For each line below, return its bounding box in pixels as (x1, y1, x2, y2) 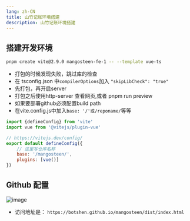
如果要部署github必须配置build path (14, 100, 101, 107)
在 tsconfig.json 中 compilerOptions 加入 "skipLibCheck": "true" (14, 78, 169, 85)
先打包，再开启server (14, 85, 66, 92)
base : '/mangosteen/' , (16, 151, 72, 157)
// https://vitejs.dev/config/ (6, 135, 83, 141)
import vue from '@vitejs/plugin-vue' (6, 124, 101, 130)
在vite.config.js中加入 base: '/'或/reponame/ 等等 (14, 107, 132, 114)
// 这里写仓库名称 (16, 146, 56, 152)
